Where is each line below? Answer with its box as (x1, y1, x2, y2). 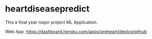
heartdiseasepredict (5, 3, 90, 14)
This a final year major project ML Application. (5, 19, 98, 25)
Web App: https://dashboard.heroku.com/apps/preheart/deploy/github (5, 28, 147, 34)
